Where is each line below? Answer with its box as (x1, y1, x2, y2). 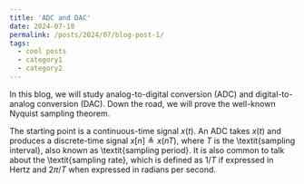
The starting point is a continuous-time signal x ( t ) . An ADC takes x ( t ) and (9, 125, 281, 136)
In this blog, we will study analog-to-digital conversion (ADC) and (9, 88, 254, 100)
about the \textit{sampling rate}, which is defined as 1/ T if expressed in (9, 154, 274, 165)
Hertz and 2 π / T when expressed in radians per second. (9, 164, 216, 175)
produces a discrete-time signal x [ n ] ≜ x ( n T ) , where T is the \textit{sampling (9, 135, 296, 146)
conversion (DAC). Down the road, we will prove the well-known (36, 98, 276, 109)
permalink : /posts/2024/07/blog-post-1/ (9, 30, 165, 39)
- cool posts (17, 47, 67, 56)
